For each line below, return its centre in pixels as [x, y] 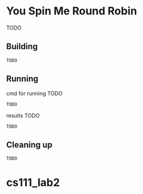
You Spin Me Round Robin [71, 11]
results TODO [23, 115]
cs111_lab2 [33, 182]
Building [22, 47]
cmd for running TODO [35, 93]
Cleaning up [29, 144]
